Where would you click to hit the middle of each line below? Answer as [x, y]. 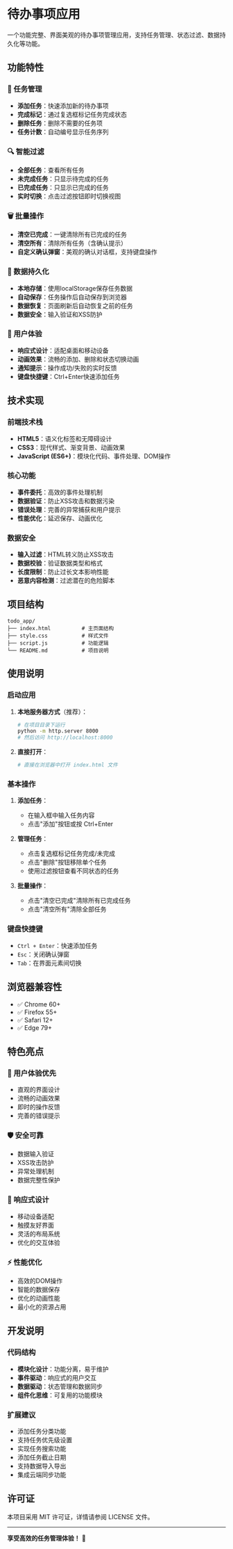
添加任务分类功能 [42, 1431]
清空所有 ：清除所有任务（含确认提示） [72, 243]
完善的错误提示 [38, 1116]
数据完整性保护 [38, 1180]
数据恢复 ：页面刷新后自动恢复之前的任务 [75, 305]
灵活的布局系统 [38, 1234]
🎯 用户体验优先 [32, 1073]
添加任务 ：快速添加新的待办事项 [63, 106]
